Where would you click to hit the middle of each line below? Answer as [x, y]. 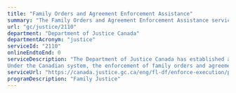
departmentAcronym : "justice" [52, 40]
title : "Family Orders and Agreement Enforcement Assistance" [100, 14]
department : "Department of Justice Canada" [73, 33]
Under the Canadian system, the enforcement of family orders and [106, 66]
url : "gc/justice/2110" [42, 27]
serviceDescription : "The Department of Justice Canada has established [116, 59]
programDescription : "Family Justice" [64, 79]
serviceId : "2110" [34, 46]
